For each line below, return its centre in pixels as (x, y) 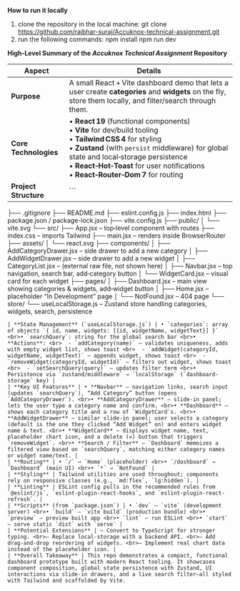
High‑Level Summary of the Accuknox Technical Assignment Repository (117, 53)
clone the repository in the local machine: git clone (92, 24)
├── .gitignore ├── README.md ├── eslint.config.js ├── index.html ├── (117, 213)
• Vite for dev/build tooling (114, 130)
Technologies (35, 152)
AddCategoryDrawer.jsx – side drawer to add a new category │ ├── (108, 251)
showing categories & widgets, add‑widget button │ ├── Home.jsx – (108, 289)
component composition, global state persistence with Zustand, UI (110, 568)
